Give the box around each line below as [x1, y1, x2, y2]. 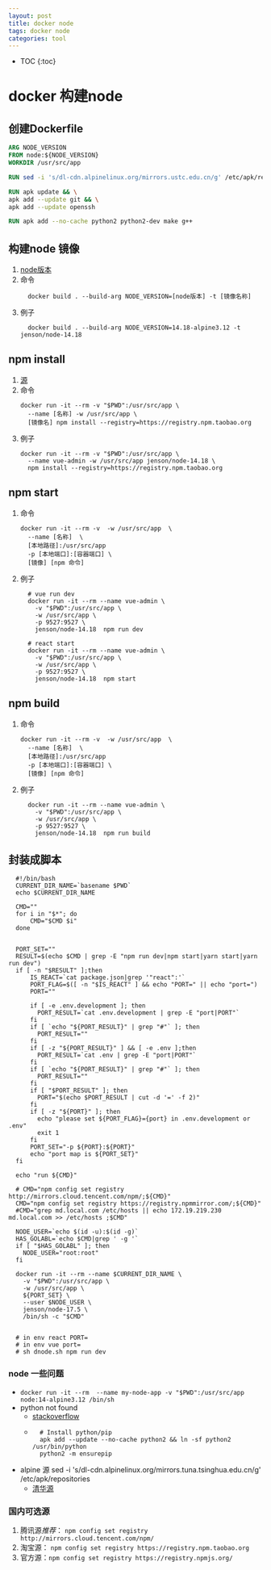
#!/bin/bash [15, 875, 56, 883]
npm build [8, 697, 60, 710]
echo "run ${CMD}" [15, 1171, 78, 1179]
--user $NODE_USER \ [23, 1299, 92, 1307]
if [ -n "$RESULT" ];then [15, 966, 103, 975]
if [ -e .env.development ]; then [29, 1002, 147, 1010]
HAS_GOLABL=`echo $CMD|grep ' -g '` [15, 1235, 139, 1243]
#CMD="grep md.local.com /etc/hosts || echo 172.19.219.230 [15, 1207, 222, 1215]
